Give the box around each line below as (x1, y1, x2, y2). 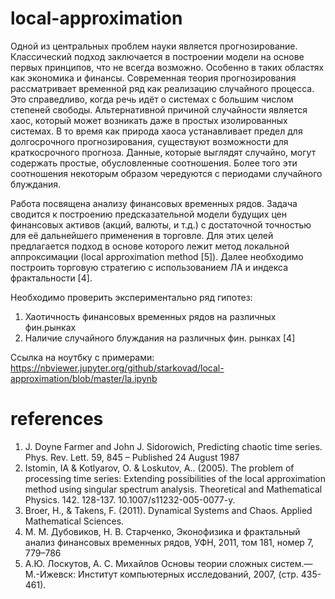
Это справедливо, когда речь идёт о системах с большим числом (10, 93, 294, 105)
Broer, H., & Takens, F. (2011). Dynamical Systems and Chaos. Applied (24, 504, 313, 516)
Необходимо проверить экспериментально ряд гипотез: (10, 291, 253, 303)
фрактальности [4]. (10, 272, 93, 284)
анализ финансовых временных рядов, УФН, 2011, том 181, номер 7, (24, 536, 315, 548)
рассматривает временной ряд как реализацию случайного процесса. (10, 82, 315, 94)
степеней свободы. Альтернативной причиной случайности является (10, 103, 308, 116)
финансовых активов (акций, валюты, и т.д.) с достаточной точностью (10, 218, 312, 231)
